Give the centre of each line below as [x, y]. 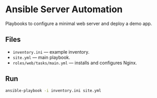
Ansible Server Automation [64, 9]
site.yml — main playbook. [41, 57]
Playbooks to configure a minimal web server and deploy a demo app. [79, 23]
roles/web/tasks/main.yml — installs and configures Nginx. [75, 63]
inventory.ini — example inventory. [51, 52]
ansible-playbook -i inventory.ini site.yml [53, 90]
